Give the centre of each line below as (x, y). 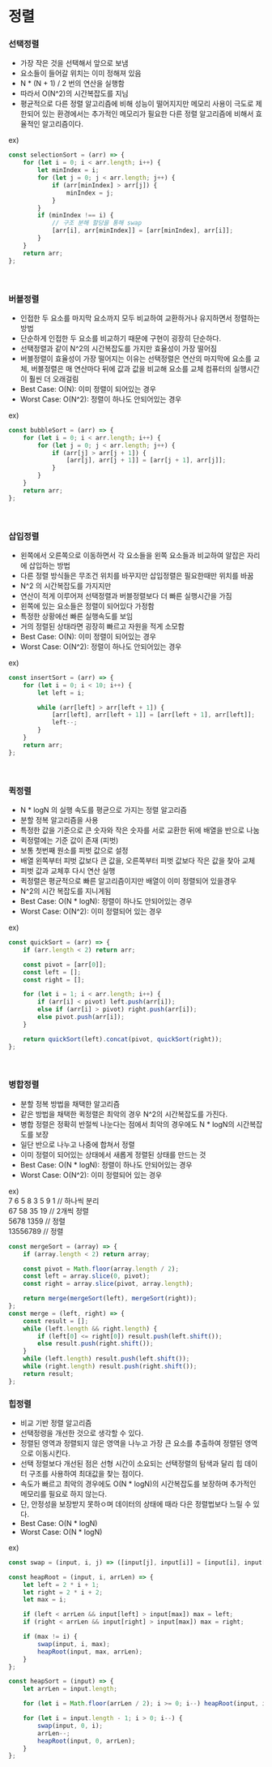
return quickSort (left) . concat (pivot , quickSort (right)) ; (123, 1039)
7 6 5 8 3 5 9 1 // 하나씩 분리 (54, 1201)
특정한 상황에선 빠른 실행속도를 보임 (76, 616)
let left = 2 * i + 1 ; (61, 1584)
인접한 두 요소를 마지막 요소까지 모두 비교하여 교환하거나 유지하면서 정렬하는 (140, 318)
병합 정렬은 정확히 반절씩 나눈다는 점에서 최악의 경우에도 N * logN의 (127, 1124)
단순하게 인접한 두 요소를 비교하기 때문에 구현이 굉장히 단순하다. (120, 338)
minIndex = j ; (90, 193)
